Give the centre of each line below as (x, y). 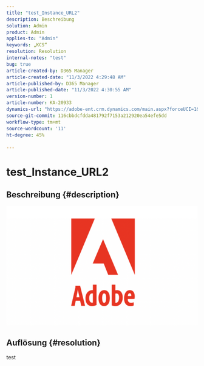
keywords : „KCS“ (27, 45)
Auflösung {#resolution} (54, 343)
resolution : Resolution (36, 52)
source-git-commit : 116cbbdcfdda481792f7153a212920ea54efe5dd (87, 116)
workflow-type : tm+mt (34, 122)
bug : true (19, 64)
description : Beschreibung (40, 19)
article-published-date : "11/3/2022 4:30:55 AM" (69, 90)
